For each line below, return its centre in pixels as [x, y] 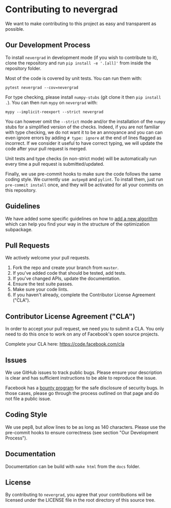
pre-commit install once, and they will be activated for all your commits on [84, 185]
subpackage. [19, 229]
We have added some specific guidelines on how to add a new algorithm [81, 218]
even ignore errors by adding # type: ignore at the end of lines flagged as [83, 138]
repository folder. [23, 68]
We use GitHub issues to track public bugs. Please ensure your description [84, 372]
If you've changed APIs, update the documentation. [67, 279]
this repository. [21, 190]
